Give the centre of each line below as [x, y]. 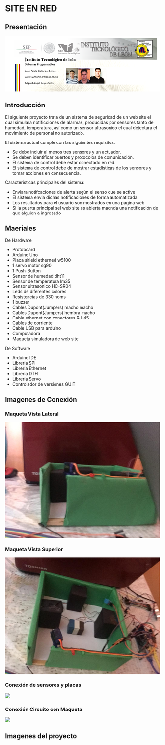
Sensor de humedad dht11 [38, 276]
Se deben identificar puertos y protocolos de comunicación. [73, 157]
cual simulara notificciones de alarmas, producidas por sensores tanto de [79, 122]
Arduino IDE [24, 358]
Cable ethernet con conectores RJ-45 [51, 318]
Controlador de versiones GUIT [44, 384]
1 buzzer [21, 302]
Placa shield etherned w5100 [41, 260]
